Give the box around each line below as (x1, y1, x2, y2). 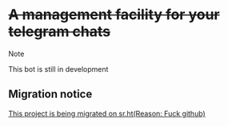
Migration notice (8, 88, 93, 101)
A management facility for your (8, 6, 220, 24)
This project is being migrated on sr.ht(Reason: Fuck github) (8, 108, 206, 118)
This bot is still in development (8, 64, 109, 73)
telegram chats (8, 22, 110, 41)
